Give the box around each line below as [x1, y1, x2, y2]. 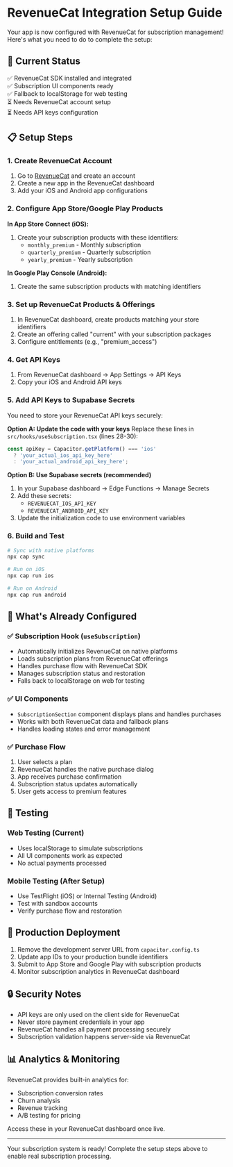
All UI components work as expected [17, 851, 123, 859]
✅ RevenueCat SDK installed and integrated [7, 74, 132, 82]
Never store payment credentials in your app [17, 1018, 145, 1026]
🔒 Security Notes [7, 988, 82, 1000]
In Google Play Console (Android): [7, 269, 107, 277]
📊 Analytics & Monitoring [7, 1054, 120, 1066]
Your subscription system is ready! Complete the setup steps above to [7, 1144, 208, 1152]
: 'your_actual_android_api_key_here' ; [13, 458, 129, 465]
